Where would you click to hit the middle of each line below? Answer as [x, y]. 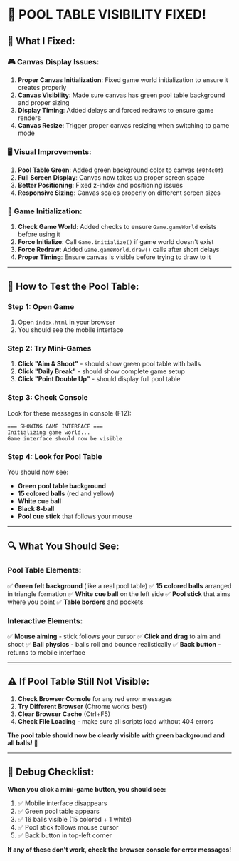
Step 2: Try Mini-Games [49, 348]
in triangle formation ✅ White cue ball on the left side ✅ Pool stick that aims [119, 594]
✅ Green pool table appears [58, 811]
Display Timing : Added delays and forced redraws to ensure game [116, 110]
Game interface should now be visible [65, 438]
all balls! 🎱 [23, 742]
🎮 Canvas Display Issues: [53, 61]
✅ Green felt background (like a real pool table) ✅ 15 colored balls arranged [119, 585]
